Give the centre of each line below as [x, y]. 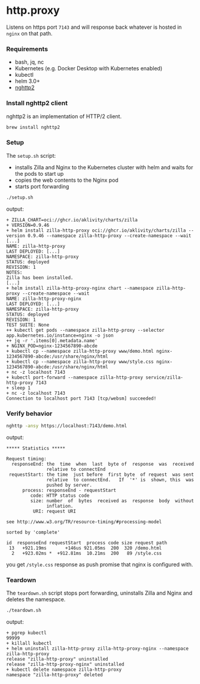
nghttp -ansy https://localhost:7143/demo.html [67, 426]
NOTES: [14, 272]
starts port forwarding [42, 186]
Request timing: [26, 459]
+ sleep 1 [19, 388]
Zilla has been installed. [40, 277]
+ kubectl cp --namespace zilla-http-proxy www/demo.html [80, 351]
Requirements [27, 49]
